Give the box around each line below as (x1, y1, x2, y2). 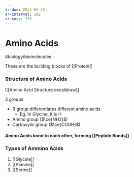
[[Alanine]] (12, 161, 34, 167)
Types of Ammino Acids (5, 145, 64, 152)
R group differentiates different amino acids (12, 106, 101, 112)
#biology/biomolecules (5, 54, 52, 59)
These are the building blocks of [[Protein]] (5, 63, 93, 69)
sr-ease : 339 (5, 16, 32, 21)
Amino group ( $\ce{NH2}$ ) (12, 116, 68, 122)
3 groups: (5, 96, 25, 102)
